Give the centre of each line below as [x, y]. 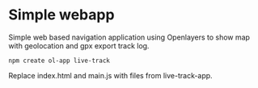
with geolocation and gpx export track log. [79, 45]
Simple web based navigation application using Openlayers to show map [129, 37]
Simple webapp [61, 15]
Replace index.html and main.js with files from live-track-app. [110, 75]
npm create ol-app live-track [59, 61]
